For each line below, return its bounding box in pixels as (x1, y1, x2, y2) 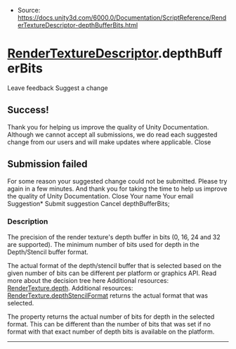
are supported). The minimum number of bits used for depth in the (7, 240, 199, 248)
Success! (7, 104, 49, 116)
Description (7, 217, 48, 227)
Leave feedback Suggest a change (7, 84, 108, 92)
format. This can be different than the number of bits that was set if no (7, 319, 211, 328)
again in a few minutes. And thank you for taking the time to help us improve (7, 184, 228, 193)
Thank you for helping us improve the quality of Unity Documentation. (7, 122, 209, 131)
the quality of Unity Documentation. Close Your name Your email (7, 191, 194, 200)
